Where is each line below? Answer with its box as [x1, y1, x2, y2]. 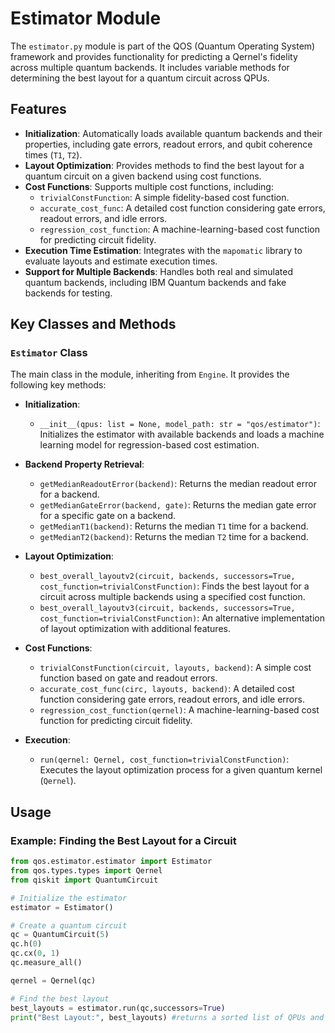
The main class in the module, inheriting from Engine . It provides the [10, 368, 290, 381]
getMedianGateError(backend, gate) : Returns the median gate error [39, 499, 317, 511]
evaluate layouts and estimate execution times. [24, 255, 218, 267]
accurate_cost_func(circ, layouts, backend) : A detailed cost [39, 683, 295, 695]
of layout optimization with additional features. [39, 623, 231, 635]
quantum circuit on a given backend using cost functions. [24, 170, 262, 182]
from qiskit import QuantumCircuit [10, 875, 159, 885]
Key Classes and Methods [10, 316, 177, 333]
